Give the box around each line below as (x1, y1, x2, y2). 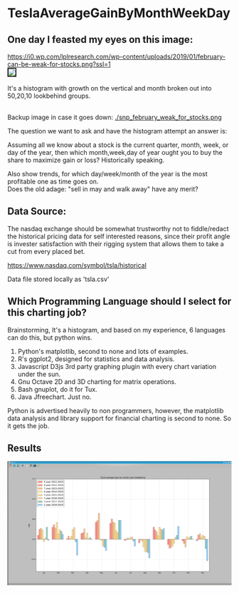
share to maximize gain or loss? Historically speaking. (7, 156, 165, 164)
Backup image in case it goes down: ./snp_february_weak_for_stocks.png (7, 113, 222, 121)
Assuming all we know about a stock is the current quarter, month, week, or (7, 141, 229, 149)
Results (7, 442, 42, 455)
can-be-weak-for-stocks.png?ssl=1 (7, 60, 112, 69)
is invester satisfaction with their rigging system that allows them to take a (7, 239, 224, 248)
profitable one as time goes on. (7, 177, 99, 186)
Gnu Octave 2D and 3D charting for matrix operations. (17, 377, 176, 386)
